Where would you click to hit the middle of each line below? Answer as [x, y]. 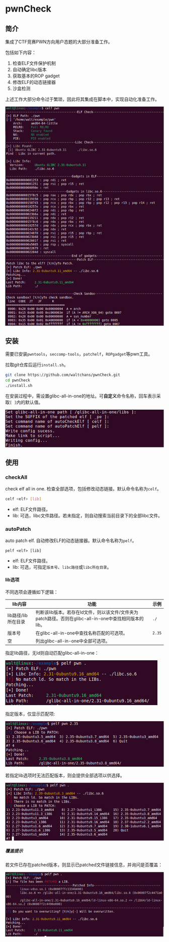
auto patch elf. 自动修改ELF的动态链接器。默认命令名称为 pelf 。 [71, 540]
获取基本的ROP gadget [36, 76]
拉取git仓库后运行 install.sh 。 [37, 365]
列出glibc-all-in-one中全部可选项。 [73, 641]
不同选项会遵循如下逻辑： [32, 592]
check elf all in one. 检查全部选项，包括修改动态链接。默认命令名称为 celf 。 [83, 489]
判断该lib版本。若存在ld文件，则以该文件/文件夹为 [87, 612]
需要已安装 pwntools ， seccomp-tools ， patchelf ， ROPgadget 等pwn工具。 [79, 354]
